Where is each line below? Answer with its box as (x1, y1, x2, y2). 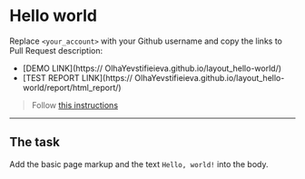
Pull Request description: (9, 45, 103, 55)
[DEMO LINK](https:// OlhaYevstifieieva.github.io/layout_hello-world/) (22, 63, 282, 74)
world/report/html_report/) (22, 82, 122, 93)
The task (9, 134, 61, 150)
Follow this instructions (31, 99, 119, 110)
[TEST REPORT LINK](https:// (22, 72, 133, 83)
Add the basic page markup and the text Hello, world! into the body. (9, 158, 269, 169)
